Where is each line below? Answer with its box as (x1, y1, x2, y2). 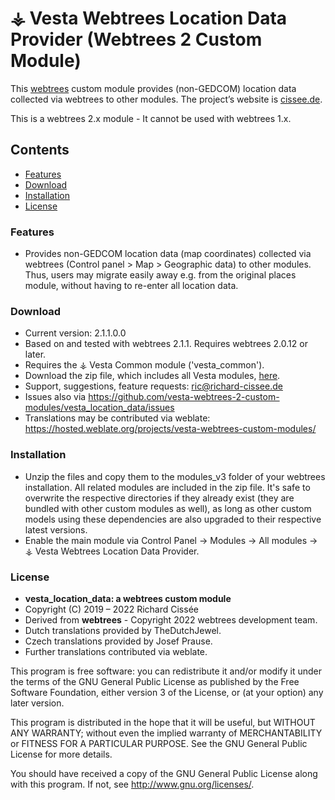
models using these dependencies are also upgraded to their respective (24, 513, 322, 525)
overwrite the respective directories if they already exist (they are (24, 492, 295, 504)
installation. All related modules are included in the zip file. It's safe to (24, 481, 311, 493)
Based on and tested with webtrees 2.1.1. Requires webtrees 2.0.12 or (24, 338, 308, 350)
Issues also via (24, 391, 87, 403)
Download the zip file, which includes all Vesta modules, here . (24, 370, 281, 382)
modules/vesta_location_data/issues (24, 402, 175, 414)
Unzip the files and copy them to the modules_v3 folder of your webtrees (24, 470, 326, 482)
